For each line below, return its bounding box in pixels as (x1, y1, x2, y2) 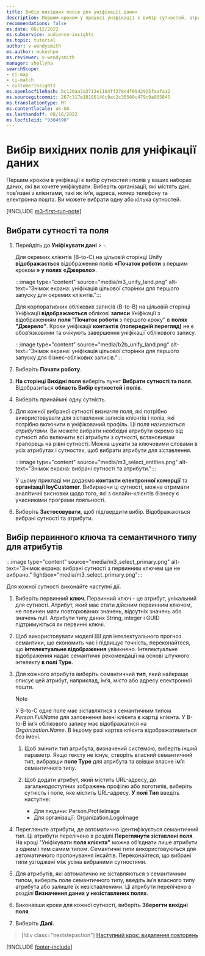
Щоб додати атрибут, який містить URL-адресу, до (24, 776, 157, 783)
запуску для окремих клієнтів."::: (15, 291, 102, 298)
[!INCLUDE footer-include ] (6, 943, 73, 951)
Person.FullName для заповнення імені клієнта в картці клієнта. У (15, 713, 185, 721)
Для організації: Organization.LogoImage (33, 814, 138, 821)
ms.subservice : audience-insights (6, 32, 95, 38)
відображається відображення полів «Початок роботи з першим (15, 260, 188, 267)
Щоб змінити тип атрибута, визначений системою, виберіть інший (24, 745, 198, 752)
